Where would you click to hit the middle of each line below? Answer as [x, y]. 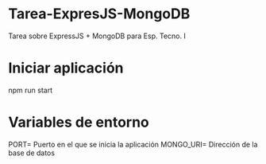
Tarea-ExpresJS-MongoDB [99, 14]
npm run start [31, 90]
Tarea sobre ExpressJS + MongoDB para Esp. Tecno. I [97, 36]
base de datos [32, 153]
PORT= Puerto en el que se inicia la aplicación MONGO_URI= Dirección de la [133, 144]
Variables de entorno [79, 122]
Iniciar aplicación [66, 68]
